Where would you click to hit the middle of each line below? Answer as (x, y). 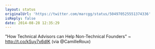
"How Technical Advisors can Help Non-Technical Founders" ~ (68, 37)
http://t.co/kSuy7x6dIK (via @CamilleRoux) (48, 42)
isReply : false (20, 18)
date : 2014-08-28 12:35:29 (32, 23)
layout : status (20, 9)
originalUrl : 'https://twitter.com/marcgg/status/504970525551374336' (78, 14)
